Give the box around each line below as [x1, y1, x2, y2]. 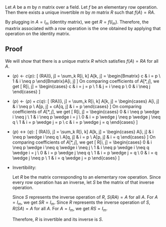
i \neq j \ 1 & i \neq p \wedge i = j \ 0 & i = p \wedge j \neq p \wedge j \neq [12, 113, 161, 120]
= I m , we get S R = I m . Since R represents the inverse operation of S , [12, 199, 151, 206]
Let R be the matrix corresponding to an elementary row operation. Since [12, 174, 161, 180]
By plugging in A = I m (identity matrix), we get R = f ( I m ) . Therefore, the [5, 19, 149, 26]
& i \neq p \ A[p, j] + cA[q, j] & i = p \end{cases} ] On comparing [12, 103, 142, 109]
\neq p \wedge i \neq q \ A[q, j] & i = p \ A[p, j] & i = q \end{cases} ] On [12, 134, 156, 140]
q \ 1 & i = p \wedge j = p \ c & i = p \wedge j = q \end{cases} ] [12, 119, 138, 125]
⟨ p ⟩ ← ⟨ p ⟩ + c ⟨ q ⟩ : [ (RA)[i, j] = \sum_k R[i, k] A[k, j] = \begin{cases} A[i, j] [12, 98, 160, 104]
